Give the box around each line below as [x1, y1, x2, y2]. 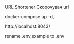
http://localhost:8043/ [5, 23, 51, 29]
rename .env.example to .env [5, 33, 65, 39]
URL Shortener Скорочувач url [5, 4, 69, 10]
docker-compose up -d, [5, 14, 54, 19]
